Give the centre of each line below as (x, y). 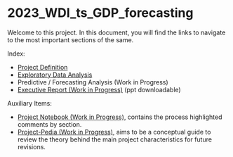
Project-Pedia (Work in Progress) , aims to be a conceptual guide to (114, 132)
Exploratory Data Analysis (55, 75)
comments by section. (49, 124)
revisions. (31, 146)
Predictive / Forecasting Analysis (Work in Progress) (93, 82)
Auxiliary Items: (30, 103)
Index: (16, 54)
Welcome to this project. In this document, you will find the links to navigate (116, 32)
